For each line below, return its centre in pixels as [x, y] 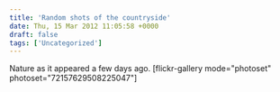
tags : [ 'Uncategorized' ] [56, 43]
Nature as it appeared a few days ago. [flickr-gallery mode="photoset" [140, 69]
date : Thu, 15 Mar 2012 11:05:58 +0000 [84, 26]
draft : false [34, 34]
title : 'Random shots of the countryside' [90, 18]
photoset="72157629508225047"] [73, 78]
